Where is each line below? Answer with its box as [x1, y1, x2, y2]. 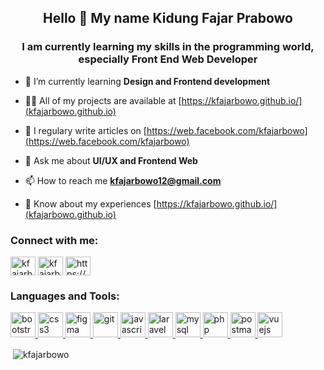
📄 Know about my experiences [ [24, 197, 157, 210]
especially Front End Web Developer [78, 52, 258, 66]
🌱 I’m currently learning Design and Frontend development [24, 75, 271, 87]
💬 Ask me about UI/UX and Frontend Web [24, 154, 198, 166]
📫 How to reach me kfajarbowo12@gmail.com [24, 174, 222, 186]
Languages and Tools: [10, 289, 120, 303]
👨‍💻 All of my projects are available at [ [24, 94, 182, 106]
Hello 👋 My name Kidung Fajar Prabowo [43, 10, 293, 27]
